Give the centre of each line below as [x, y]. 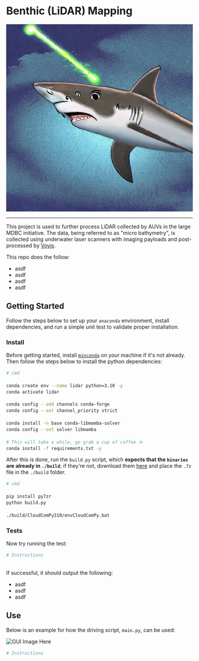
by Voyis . [45, 245]
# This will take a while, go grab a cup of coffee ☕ [75, 442]
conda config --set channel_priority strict [62, 411]
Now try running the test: [36, 543]
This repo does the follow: [38, 257]
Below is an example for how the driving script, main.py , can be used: [91, 630]
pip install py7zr [29, 497]
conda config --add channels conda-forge [58, 405]
